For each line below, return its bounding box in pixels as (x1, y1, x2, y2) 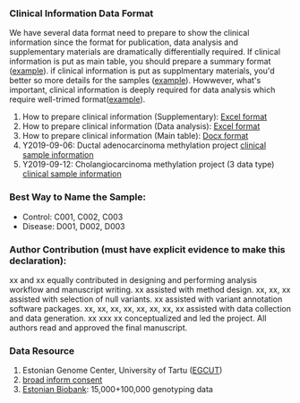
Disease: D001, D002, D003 (21, 220, 125, 231)
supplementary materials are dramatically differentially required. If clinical (9, 47, 280, 57)
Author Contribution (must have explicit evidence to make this (9, 243, 286, 255)
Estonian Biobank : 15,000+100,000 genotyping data (21, 384, 213, 395)
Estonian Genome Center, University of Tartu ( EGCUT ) (21, 365, 223, 376)
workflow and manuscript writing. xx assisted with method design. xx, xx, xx (9, 284, 291, 295)
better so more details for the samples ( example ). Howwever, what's (9, 75, 261, 86)
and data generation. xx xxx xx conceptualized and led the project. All (9, 313, 267, 323)
